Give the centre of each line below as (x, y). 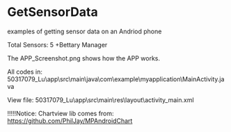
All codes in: (25, 72)
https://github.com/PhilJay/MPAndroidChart (70, 121)
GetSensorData (53, 12)
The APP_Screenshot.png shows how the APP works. (84, 58)
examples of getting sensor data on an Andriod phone (85, 31)
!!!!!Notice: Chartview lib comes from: (61, 113)
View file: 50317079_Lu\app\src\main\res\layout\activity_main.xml (101, 100)
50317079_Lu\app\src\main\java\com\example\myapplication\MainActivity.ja (116, 79)
